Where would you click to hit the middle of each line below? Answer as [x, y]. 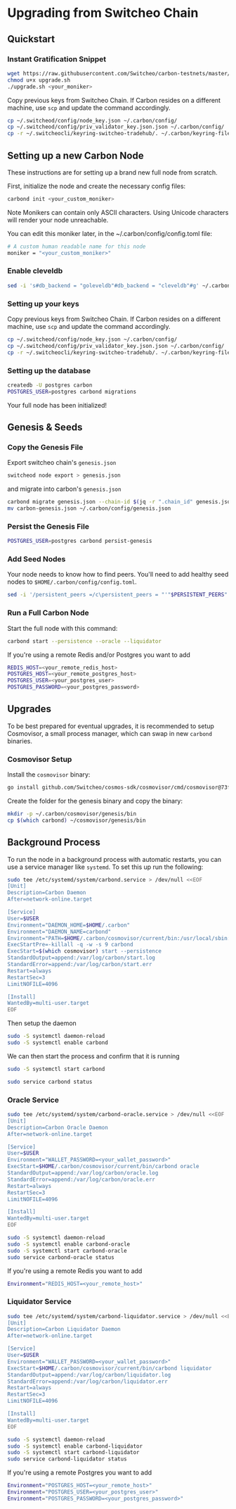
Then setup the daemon [42, 1023]
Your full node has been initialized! [57, 405]
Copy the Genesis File [45, 447]
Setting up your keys [43, 303]
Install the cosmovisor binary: [49, 775]
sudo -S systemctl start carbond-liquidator [73, 1453]
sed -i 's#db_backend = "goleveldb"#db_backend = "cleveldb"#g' [103, 286]
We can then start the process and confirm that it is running [94, 1056]
